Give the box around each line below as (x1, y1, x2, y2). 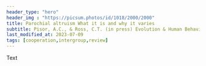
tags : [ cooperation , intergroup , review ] (6, 37, 109, 43)
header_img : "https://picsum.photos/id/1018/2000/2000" (6, 15, 155, 21)
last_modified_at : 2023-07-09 (6, 32, 84, 38)
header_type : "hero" (6, 9, 59, 15)
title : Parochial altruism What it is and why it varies (6, 20, 155, 26)
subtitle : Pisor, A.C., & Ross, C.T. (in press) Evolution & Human (6, 26, 183, 32)
